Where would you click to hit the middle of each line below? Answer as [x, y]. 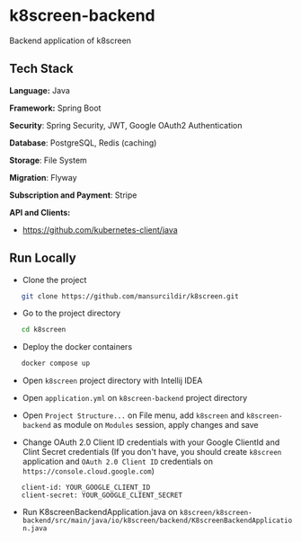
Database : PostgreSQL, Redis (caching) [83, 142]
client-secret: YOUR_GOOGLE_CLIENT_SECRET [102, 495]
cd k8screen [44, 330]
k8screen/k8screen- [216, 513]
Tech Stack [41, 69]
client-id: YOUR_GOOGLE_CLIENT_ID [86, 488]
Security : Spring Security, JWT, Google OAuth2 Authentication [126, 125]
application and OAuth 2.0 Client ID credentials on [118, 462]
